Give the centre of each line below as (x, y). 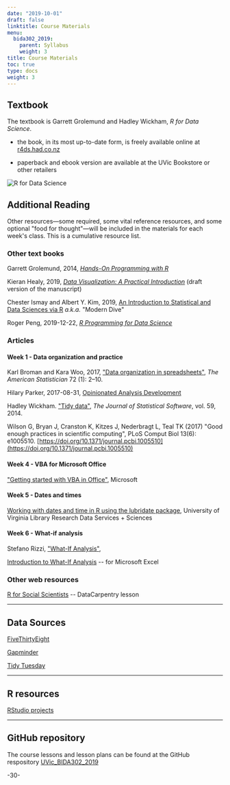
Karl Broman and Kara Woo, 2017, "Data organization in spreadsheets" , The (113, 372)
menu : (15, 33)
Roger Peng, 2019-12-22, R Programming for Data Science (90, 323)
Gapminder (23, 653)
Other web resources (43, 579)
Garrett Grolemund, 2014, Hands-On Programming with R (88, 269)
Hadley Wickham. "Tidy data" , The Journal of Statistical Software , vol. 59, (112, 406)
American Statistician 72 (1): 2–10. (55, 379)
